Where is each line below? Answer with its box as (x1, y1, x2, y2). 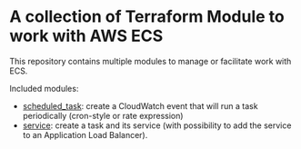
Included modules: (9, 83, 79, 94)
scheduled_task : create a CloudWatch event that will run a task (22, 100, 258, 111)
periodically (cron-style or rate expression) (22, 110, 184, 121)
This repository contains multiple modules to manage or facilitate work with (9, 55, 292, 66)
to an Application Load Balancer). (22, 129, 148, 140)
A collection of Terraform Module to (9, 6, 285, 27)
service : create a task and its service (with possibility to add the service (22, 120, 292, 131)
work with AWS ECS (9, 25, 164, 46)
